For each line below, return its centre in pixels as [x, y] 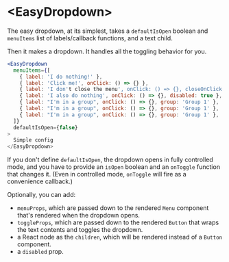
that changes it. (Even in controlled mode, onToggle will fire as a [97, 174]
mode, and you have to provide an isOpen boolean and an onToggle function [114, 167]
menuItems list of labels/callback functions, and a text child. [90, 38]
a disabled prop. [40, 252]
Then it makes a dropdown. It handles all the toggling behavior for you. [107, 51]
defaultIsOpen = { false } [46, 127]
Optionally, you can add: [41, 195]
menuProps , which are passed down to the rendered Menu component [113, 208]
